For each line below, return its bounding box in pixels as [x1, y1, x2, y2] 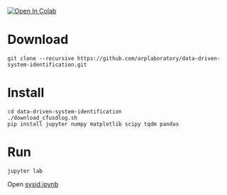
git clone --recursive [7, 55, 74, 62]
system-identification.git [7, 61, 87, 68]
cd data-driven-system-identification [7, 108, 122, 115]
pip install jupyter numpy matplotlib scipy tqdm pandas [7, 121, 179, 128]
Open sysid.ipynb [7, 179, 59, 188]
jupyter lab [7, 167, 43, 174]
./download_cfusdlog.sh [7, 114, 78, 121]
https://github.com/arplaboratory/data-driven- [77, 55, 221, 62]
